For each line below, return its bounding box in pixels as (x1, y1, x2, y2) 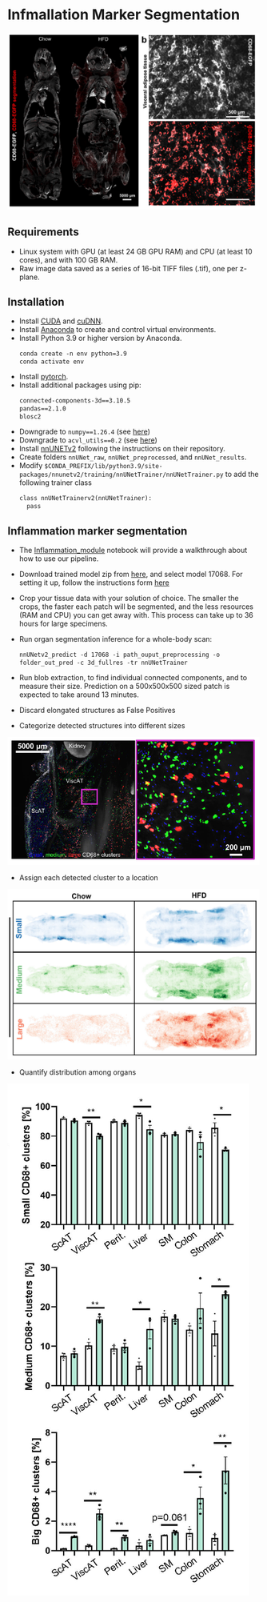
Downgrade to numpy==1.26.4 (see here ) (18, 427, 151, 437)
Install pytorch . (18, 372, 69, 382)
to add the (225, 470, 259, 479)
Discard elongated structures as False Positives (18, 706, 176, 715)
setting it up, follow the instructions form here (18, 578, 169, 587)
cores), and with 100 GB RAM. (18, 254, 118, 265)
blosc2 (18, 413, 42, 421)
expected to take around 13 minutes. (18, 690, 139, 699)
